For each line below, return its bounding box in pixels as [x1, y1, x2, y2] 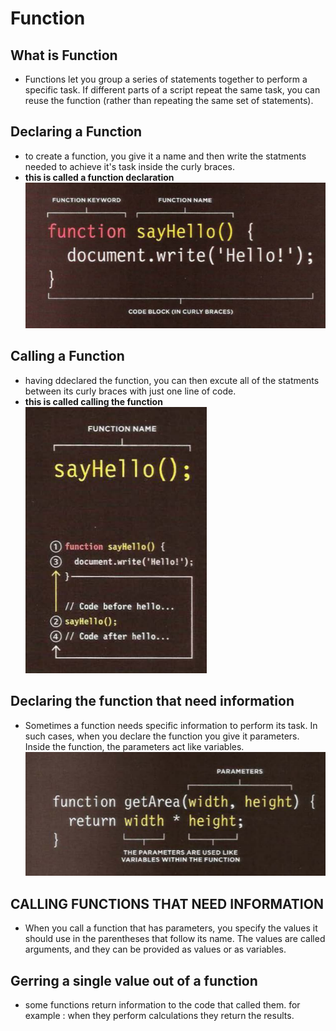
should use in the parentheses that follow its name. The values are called [24, 933, 326, 945]
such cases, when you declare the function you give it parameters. [24, 730, 300, 742]
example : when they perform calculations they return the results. [24, 1010, 295, 1022]
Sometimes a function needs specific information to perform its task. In [24, 719, 318, 731]
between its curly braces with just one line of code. [24, 385, 237, 397]
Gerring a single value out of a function [10, 972, 258, 989]
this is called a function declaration [24, 171, 175, 183]
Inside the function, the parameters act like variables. [24, 740, 245, 752]
